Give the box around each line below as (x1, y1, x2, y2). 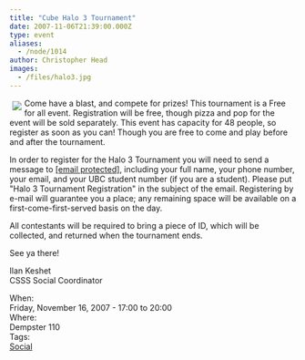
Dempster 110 (9, 321, 61, 333)
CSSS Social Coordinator (9, 274, 103, 285)
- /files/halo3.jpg (17, 73, 92, 82)
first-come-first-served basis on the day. (9, 202, 163, 213)
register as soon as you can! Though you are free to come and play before (9, 127, 289, 138)
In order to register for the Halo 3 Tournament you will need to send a (9, 154, 269, 165)
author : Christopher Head (9, 56, 107, 65)
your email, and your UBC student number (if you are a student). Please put (9, 173, 292, 184)
